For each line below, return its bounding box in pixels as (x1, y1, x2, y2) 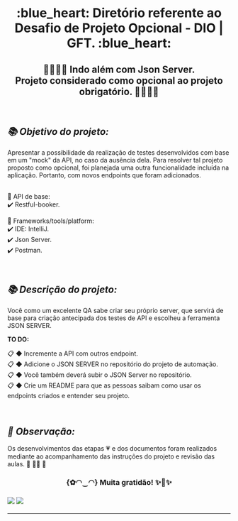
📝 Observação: (7, 426, 76, 438)
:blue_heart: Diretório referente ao (16, 5, 222, 21)
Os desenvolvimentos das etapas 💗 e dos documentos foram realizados (7, 444, 217, 453)
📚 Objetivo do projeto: (7, 126, 109, 138)
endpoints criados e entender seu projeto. (7, 391, 130, 400)
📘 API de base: (7, 192, 51, 200)
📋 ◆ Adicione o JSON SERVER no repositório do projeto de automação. (7, 360, 218, 368)
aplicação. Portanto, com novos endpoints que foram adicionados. (7, 170, 202, 179)
